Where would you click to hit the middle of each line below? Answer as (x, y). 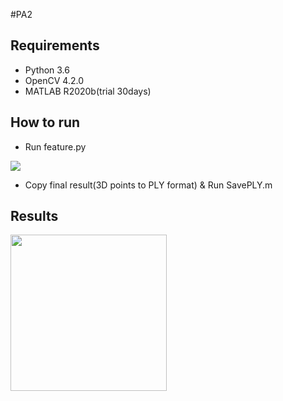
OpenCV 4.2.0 (54, 80)
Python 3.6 (47, 70)
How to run (45, 122)
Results (34, 216)
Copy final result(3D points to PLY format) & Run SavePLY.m (148, 185)
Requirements (55, 45)
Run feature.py (55, 146)
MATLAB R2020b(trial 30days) (88, 91)
